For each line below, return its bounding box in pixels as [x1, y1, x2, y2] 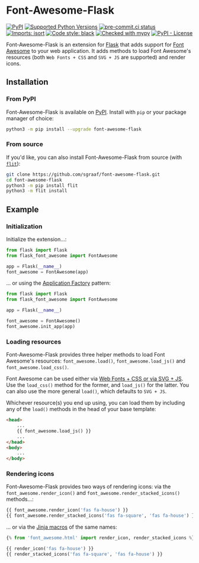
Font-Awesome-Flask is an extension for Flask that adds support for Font [6, 41, 184, 48]
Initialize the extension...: [6, 236, 67, 243]
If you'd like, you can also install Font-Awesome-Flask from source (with [6, 154, 182, 161]
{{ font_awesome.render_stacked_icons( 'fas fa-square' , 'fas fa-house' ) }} [6, 513, 197, 519]
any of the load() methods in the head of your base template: [6, 406, 156, 413]
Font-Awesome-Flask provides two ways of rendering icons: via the [6, 483, 171, 490]
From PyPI [6, 95, 37, 103]
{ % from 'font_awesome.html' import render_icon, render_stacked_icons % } [6, 535, 195, 541]
